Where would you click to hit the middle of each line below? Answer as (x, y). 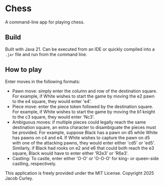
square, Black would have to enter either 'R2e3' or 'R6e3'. (70, 153)
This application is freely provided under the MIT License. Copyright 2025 (80, 173)
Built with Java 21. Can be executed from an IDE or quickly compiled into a (80, 49)
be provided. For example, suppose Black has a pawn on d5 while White (85, 132)
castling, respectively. (34, 164)
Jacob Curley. (19, 178)
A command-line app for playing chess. (45, 22)
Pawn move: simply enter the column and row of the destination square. (85, 91)
